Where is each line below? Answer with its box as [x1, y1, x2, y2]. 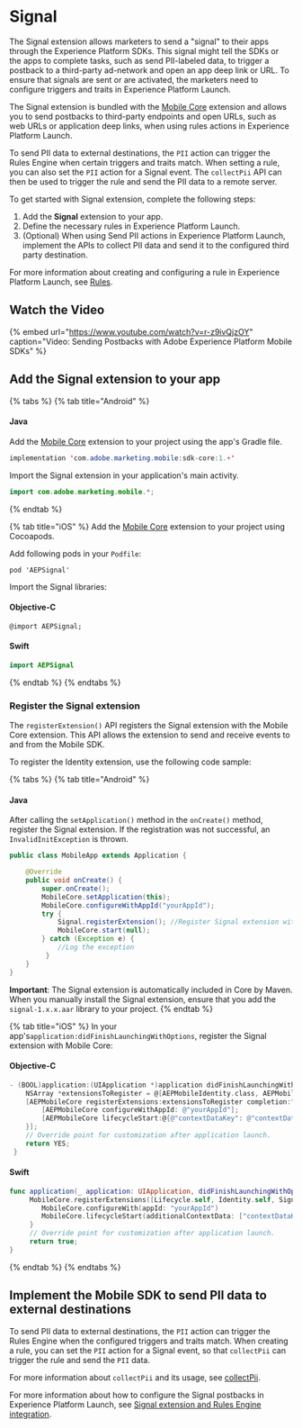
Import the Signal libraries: [9, 581, 108, 592]
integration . [9, 1408, 52, 1419]
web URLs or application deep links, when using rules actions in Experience [9, 120, 290, 131]
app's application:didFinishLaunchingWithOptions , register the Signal [9, 1030, 267, 1041]
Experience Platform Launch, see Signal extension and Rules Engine [9, 1398, 262, 1410]
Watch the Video [9, 303, 105, 318]
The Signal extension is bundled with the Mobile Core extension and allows [9, 101, 288, 112]
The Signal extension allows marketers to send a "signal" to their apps [9, 36, 270, 47]
